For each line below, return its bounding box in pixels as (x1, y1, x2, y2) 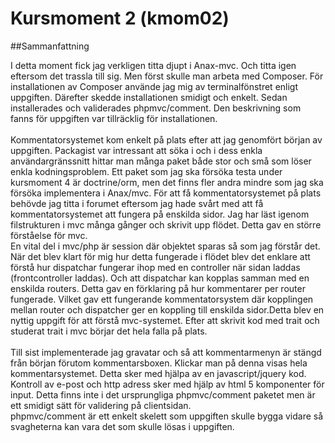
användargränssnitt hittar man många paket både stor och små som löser (10, 155, 312, 167)
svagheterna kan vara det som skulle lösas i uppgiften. (10, 420, 235, 432)
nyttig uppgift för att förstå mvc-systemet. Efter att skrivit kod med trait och (10, 314, 320, 326)
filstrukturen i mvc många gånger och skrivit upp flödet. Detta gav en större (10, 218, 322, 231)
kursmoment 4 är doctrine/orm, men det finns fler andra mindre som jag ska (10, 176, 324, 188)
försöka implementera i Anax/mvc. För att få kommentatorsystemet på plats (10, 187, 322, 199)
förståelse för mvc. (10, 229, 88, 241)
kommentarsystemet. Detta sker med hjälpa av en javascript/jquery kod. (10, 367, 307, 379)
